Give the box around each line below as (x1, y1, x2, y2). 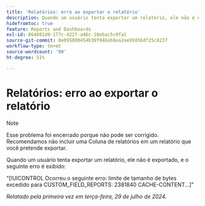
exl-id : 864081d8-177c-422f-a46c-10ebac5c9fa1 (6, 32, 127, 38)
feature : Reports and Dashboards (6, 26, 92, 32)
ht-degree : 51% (6, 54, 45, 61)
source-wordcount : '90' (6, 49, 67, 55)
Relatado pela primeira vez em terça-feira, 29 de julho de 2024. (6, 193, 167, 200)
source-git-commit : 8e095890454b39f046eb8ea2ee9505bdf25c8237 (6, 37, 168, 43)
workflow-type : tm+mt (6, 43, 62, 50)
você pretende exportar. (6, 144, 67, 152)
